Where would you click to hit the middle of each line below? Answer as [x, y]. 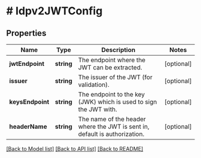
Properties [26, 33]
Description [118, 50]
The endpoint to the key [112, 94]
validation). [94, 85]
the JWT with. [98, 109]
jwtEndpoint [27, 64]
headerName [28, 127]
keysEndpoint [29, 102]
